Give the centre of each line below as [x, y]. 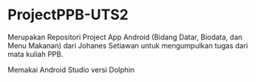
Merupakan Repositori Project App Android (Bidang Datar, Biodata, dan [125, 37]
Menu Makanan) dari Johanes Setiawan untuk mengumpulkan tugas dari [128, 45]
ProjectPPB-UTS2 [68, 15]
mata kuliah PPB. [35, 54]
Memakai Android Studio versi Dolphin [71, 69]
